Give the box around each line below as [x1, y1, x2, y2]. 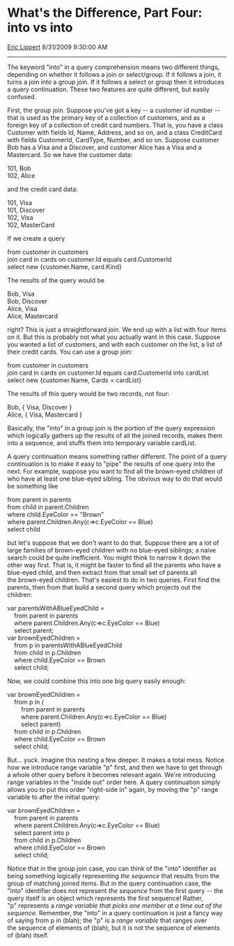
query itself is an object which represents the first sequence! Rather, [7, 894, 203, 902]
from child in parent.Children [7, 502, 89, 511]
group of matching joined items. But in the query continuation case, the [7, 879, 212, 887]
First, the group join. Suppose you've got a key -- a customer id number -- [7, 106, 221, 114]
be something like [7, 481, 58, 490]
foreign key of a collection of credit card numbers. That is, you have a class [7, 121, 224, 129]
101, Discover [7, 206, 45, 214]
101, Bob [7, 164, 31, 172]
